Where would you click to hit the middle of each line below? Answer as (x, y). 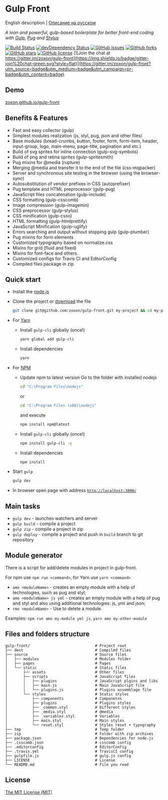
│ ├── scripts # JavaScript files (70, 676)
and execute (33, 415)
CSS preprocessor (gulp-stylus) (45, 210)
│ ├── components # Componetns (64, 698)
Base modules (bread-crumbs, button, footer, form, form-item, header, (85, 141)
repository (23, 540)
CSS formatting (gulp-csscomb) (45, 200)
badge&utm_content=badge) (35, 74)
